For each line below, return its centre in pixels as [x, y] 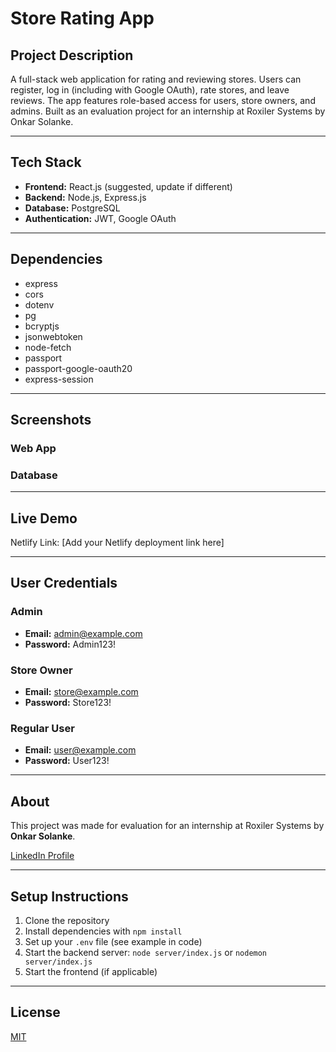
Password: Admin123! [70, 644]
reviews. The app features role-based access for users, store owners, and [163, 100]
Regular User [42, 728]
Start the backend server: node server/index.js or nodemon [146, 952]
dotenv [39, 304]
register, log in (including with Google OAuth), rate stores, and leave [150, 90]
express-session [59, 379]
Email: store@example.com [81, 692]
